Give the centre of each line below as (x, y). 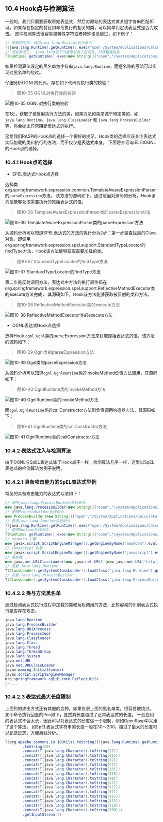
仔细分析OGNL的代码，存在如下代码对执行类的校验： (58, 83)
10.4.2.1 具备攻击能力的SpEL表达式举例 (51, 482)
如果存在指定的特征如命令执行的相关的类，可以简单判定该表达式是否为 (83, 27)
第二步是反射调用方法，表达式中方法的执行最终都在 (56, 282)
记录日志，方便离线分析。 (35, 733)
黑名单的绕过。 (28, 73)
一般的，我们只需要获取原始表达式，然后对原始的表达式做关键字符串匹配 (77, 21)
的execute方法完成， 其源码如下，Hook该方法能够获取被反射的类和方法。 (78, 294)
